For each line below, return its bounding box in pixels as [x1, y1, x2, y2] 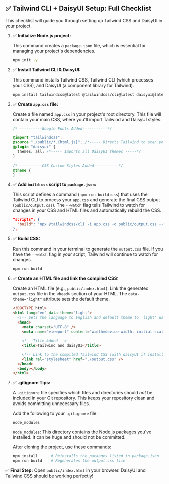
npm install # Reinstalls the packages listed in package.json [12, 454, 159, 459]
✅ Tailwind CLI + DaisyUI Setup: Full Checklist [5, 4, 152, 13]
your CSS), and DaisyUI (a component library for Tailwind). [12, 82, 134, 88]
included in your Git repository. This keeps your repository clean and [12, 395, 155, 401]
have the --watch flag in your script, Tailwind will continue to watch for [12, 251, 158, 257]
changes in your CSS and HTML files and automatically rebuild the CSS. [12, 207, 162, 213]
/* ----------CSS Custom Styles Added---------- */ [12, 163, 123, 168]
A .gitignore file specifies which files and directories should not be [12, 390, 153, 396]
